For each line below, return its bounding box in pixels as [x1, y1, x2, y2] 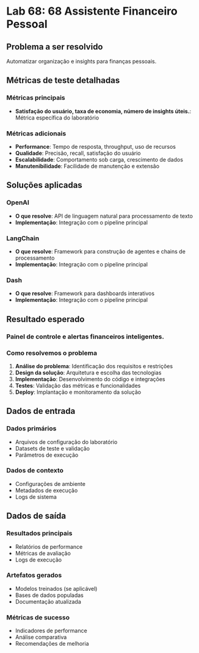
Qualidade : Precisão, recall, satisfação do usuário [15, 149, 141, 157]
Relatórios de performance [15, 543, 83, 550]
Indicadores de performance [15, 627, 87, 635]
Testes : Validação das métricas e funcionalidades [15, 382, 141, 389]
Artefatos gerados [6, 571, 62, 580]
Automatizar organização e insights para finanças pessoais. [6, 58, 157, 65]
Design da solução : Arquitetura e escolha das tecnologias [15, 369, 162, 376]
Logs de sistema [15, 493, 57, 501]
